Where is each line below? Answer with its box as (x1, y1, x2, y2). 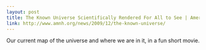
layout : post (6, 9, 40, 15)
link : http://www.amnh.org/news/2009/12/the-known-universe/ (6, 20, 166, 26)
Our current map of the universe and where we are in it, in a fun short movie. (6, 37, 200, 45)
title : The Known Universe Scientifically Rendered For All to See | (6, 15, 188, 21)
